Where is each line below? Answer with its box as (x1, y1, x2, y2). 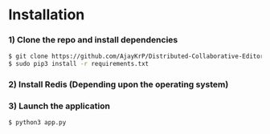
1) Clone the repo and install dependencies (8, 35, 178, 46)
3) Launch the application (8, 100, 111, 112)
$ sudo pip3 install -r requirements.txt (8, 60, 149, 68)
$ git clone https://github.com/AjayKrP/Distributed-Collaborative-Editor (8, 52, 264, 61)
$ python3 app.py (8, 119, 67, 127)
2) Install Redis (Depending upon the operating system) (8, 79, 229, 90)
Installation (8, 6, 85, 24)
